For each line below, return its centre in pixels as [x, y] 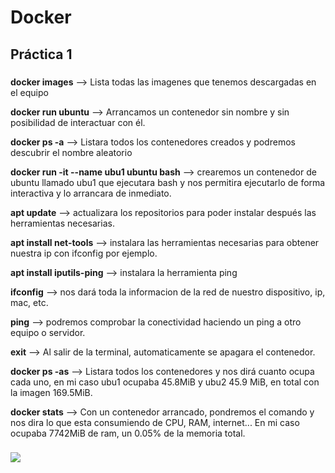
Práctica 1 [41, 54]
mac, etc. [29, 302]
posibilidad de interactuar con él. [78, 122]
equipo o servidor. [48, 332]
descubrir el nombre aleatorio [71, 152]
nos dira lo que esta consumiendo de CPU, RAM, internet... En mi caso [155, 422]
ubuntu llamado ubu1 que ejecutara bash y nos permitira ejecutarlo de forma [168, 182]
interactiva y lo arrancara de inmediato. [91, 193]
